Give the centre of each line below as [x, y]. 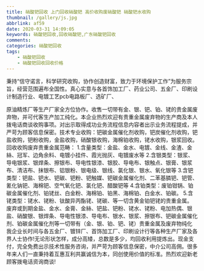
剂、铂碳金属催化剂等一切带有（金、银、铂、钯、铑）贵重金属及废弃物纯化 [99, 223]
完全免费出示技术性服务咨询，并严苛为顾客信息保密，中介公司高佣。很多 [107, 246]
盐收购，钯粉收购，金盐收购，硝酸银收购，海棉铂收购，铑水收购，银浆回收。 [102, 139]
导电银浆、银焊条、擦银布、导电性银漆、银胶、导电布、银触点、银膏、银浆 [99, 163]
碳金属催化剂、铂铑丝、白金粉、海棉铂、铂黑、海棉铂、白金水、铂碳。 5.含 [100, 193]
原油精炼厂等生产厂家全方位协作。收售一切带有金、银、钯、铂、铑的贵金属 [99, 109]
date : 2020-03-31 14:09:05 [40, 29]
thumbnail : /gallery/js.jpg [42, 18]
